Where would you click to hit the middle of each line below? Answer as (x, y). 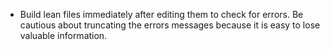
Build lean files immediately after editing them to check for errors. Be (161, 14)
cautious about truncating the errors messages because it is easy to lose (170, 25)
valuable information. (63, 35)
